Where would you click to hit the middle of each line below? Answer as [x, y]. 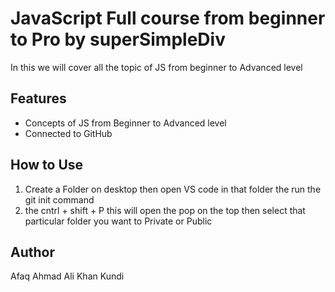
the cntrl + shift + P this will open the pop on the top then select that [165, 210]
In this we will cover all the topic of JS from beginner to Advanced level [156, 67]
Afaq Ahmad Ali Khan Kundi [67, 276]
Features [38, 98]
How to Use [47, 165]
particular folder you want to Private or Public [118, 221]
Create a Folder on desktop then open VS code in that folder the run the [173, 189]
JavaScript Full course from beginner [168, 18]
